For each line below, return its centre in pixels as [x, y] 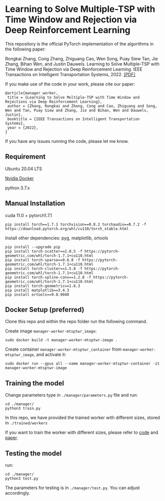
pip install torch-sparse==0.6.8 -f [43, 260]
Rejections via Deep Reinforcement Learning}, [54, 102]
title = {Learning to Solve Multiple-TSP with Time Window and [73, 97]
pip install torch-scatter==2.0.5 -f [44, 251]
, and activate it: [50, 355]
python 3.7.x [17, 188]
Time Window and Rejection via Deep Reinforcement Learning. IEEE [74, 69]
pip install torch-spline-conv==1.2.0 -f [48, 277]
